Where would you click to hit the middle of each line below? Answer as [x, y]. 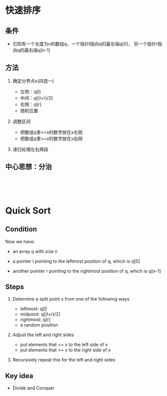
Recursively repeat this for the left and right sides [64, 360]
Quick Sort [28, 210]
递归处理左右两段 [30, 149]
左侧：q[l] [30, 91]
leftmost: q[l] [33, 309]
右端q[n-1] [39, 50]
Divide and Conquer [33, 388]
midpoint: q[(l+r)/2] [40, 314]
